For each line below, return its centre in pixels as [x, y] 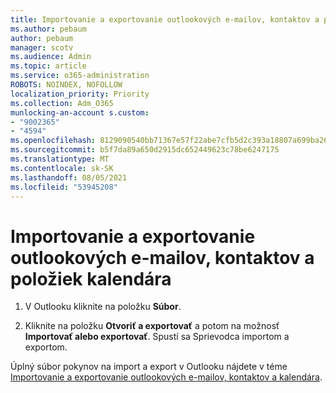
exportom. [46, 347]
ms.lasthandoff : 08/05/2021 [69, 177]
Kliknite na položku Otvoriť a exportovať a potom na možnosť [152, 326]
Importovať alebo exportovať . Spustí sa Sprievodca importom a [157, 337]
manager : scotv [42, 47]
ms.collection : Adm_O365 [62, 103]
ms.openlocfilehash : [53, 141]
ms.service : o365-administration [80, 76]
